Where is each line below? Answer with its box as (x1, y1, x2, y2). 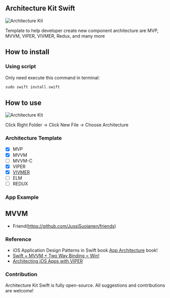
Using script (5, 63, 37, 70)
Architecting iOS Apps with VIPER (12, 258, 83, 264)
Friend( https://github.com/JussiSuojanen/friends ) (12, 223, 117, 229)
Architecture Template (5, 134, 62, 142)
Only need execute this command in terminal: (5, 74, 100, 80)
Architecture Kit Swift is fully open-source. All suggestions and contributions (5, 282, 165, 288)
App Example (5, 194, 39, 201)
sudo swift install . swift (5, 84, 60, 90)
